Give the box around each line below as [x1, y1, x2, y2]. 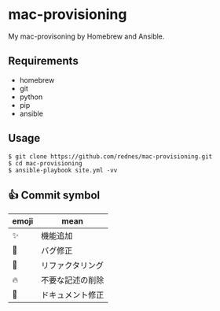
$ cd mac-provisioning [8, 159, 82, 167]
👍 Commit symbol [8, 188, 101, 202]
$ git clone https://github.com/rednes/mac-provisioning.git [8, 152, 213, 161]
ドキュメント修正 [40, 290, 104, 301]
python [19, 92, 43, 102]
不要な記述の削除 [40, 275, 104, 286]
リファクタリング [40, 260, 104, 271]
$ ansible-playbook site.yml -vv [8, 166, 118, 174]
